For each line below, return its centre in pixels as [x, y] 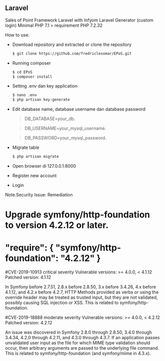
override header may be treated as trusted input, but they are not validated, [82, 297]
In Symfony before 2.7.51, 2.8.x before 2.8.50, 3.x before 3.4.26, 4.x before [81, 287]
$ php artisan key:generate [41, 100]
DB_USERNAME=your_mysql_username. [65, 129]
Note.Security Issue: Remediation [39, 195]
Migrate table [26, 147]
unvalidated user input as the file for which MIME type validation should [78, 343]
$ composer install [32, 77]
